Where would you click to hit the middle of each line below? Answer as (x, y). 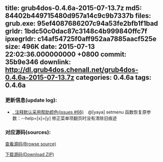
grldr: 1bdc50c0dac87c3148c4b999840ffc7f (76, 31)
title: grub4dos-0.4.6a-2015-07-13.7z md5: (74, 8)
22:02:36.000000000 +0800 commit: (66, 55)
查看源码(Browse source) (31, 144)
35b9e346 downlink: (38, 62)
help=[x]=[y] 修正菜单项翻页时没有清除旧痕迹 (71, 118)
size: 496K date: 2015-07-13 (50, 47)
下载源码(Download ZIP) (30, 154)
